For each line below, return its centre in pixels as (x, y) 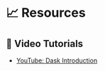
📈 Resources (46, 13)
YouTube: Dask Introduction (57, 60)
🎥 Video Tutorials (45, 43)
